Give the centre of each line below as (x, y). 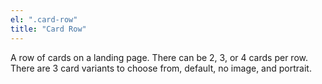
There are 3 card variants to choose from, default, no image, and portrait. (161, 68)
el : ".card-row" (44, 19)
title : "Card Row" (48, 29)
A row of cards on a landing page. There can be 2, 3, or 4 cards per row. (159, 57)
